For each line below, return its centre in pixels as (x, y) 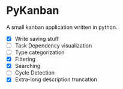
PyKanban (33, 11)
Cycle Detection (35, 73)
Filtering (25, 59)
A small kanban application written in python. (62, 27)
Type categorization (40, 52)
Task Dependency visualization (53, 45)
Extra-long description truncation (56, 79)
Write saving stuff (37, 38)
